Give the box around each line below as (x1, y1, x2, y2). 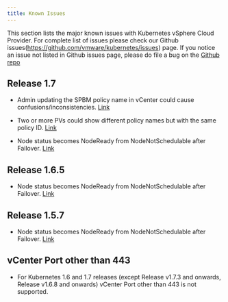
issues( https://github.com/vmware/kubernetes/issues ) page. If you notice (7, 43, 216, 51)
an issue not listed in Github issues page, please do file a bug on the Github (7, 51, 220, 59)
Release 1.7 (7, 78, 56, 90)
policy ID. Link (16, 124, 57, 132)
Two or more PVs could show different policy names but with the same (16, 116, 217, 125)
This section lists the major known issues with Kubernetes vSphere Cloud (7, 29, 214, 37)
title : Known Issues (7, 10, 66, 17)
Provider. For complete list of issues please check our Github (7, 36, 179, 45)
